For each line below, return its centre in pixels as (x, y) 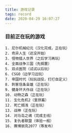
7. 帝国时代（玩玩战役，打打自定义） (37, 79)
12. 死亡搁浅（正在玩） (26, 105)
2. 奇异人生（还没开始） (27, 53)
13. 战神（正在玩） (22, 111)
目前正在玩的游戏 (25, 37)
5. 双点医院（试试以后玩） (28, 69)
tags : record (18, 14)
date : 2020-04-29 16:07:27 (32, 19)
